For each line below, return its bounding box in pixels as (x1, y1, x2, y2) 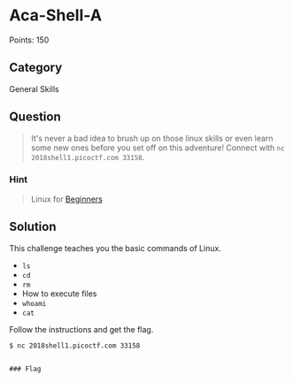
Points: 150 (9, 34, 50, 45)
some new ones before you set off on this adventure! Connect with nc (30, 142, 285, 153)
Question (9, 110, 61, 125)
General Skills (9, 83, 59, 94)
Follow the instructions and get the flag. (9, 324, 154, 334)
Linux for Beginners (30, 194, 104, 204)
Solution (9, 219, 57, 234)
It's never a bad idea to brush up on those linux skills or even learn (30, 133, 274, 143)
